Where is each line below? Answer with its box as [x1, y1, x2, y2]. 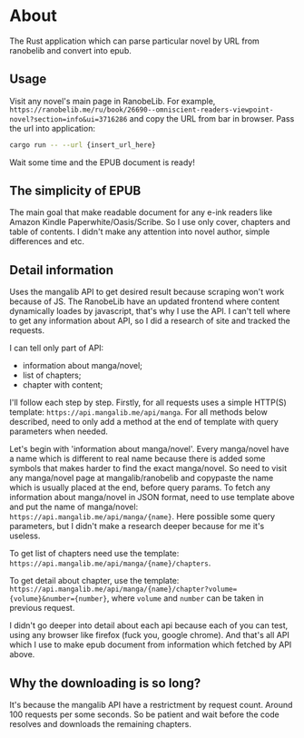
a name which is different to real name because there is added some [9, 453, 266, 464]
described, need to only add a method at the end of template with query [9, 417, 279, 428]
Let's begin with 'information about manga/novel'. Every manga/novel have [9, 444, 289, 455]
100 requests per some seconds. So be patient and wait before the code [9, 709, 279, 720]
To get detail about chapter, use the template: [9, 576, 180, 586]
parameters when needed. [9, 426, 109, 437]
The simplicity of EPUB [9, 183, 142, 199]
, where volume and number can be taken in [106, 593, 265, 604]
